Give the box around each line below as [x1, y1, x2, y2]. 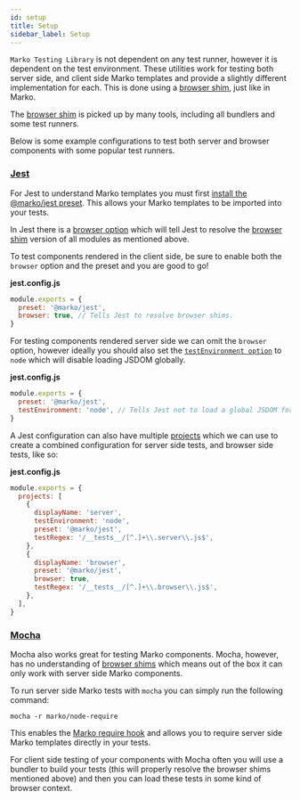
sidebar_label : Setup [10, 29, 91, 38]
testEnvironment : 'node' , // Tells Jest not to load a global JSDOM [18, 405, 278, 414]
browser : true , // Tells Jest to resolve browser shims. [18, 311, 234, 321]
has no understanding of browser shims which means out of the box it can [10, 658, 283, 669]
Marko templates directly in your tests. [10, 737, 151, 747]
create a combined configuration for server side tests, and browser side [10, 439, 274, 450]
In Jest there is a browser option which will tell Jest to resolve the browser [10, 224, 283, 234]
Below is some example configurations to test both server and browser [10, 135, 270, 147]
